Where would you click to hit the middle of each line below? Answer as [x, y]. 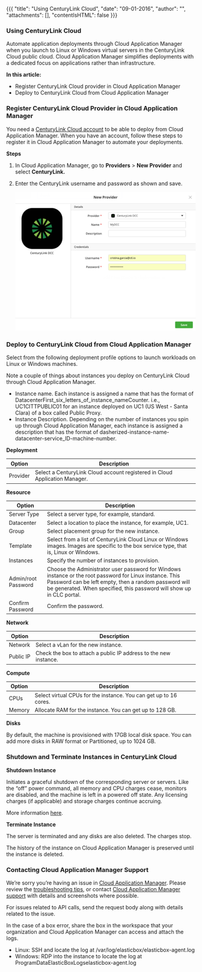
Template [20, 546]
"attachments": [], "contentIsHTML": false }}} [62, 15]
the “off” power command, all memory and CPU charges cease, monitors [96, 788]
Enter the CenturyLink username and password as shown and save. [99, 183]
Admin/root [23, 578]
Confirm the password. [75, 606]
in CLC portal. [64, 594]
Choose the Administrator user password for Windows [114, 569]
